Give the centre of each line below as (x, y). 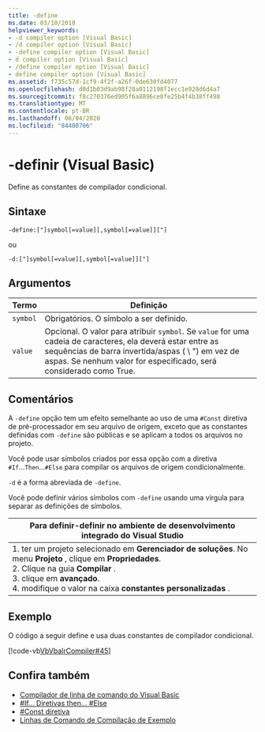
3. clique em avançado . (56, 579)
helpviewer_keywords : (44, 30)
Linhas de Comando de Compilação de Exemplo (97, 719)
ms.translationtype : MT (47, 104)
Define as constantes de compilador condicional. (88, 187)
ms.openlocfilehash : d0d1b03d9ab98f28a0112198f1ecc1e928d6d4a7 (114, 89)
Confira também (49, 675)
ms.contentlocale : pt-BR (49, 111)
